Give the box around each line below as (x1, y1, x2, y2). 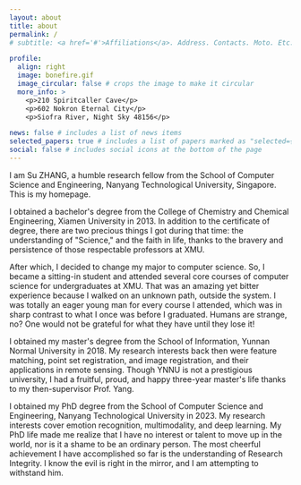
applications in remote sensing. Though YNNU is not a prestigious (9, 364, 253, 375)
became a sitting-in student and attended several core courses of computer (9, 270, 289, 282)
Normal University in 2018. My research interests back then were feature (9, 345, 278, 356)
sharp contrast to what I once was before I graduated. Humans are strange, (9, 309, 288, 319)
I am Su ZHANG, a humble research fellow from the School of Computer (9, 169, 275, 180)
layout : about (9, 13, 63, 22)
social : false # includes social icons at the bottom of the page (9, 145, 262, 155)
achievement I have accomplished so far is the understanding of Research (9, 448, 284, 459)
